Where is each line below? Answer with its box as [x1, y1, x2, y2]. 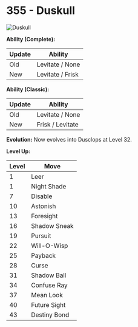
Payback [31, 251, 56, 260]
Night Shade [31, 182, 67, 190]
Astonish [31, 202, 56, 210]
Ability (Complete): [6, 35, 56, 43]
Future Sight [31, 300, 66, 309]
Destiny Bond [31, 311, 70, 319]
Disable [31, 192, 53, 201]
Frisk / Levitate [36, 120, 79, 128]
